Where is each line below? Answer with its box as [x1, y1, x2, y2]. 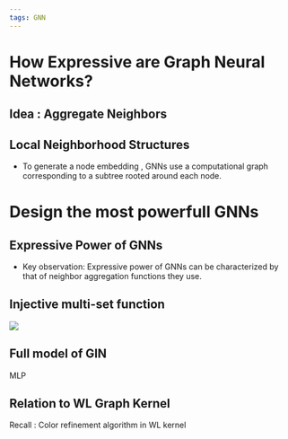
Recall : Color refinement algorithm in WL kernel [9, 419, 187, 431]
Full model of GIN [9, 347, 108, 362]
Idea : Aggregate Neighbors [9, 107, 168, 122]
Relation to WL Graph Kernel [9, 396, 170, 411]
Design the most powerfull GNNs [9, 202, 259, 223]
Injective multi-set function [9, 297, 166, 312]
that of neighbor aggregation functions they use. [22, 271, 202, 282]
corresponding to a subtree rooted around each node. [22, 171, 223, 181]
